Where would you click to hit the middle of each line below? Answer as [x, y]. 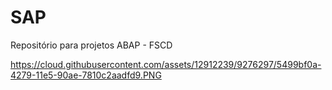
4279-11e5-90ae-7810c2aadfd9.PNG [86, 75]
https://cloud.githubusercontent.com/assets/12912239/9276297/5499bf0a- [166, 64]
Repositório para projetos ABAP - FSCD [91, 45]
